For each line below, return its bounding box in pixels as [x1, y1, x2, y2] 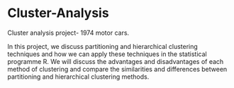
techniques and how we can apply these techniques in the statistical [7, 50, 207, 58]
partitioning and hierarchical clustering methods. [7, 72, 150, 81]
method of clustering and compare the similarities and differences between [7, 65, 228, 73]
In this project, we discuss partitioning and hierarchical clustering [7, 42, 199, 50]
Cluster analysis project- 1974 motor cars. [7, 28, 130, 37]
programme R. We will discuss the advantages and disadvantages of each [7, 57, 224, 65]
